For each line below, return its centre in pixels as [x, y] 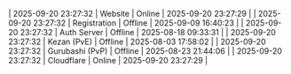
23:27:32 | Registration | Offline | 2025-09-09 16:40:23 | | [138, 23]
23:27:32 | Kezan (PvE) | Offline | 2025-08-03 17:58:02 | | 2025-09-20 [138, 41]
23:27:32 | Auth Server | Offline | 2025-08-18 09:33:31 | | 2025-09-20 [148, 32]
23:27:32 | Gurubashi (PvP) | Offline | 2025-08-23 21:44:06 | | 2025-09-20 [145, 51]
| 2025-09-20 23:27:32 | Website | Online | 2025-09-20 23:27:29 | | [132, 14]
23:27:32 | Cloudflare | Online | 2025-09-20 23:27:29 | [108, 60]
